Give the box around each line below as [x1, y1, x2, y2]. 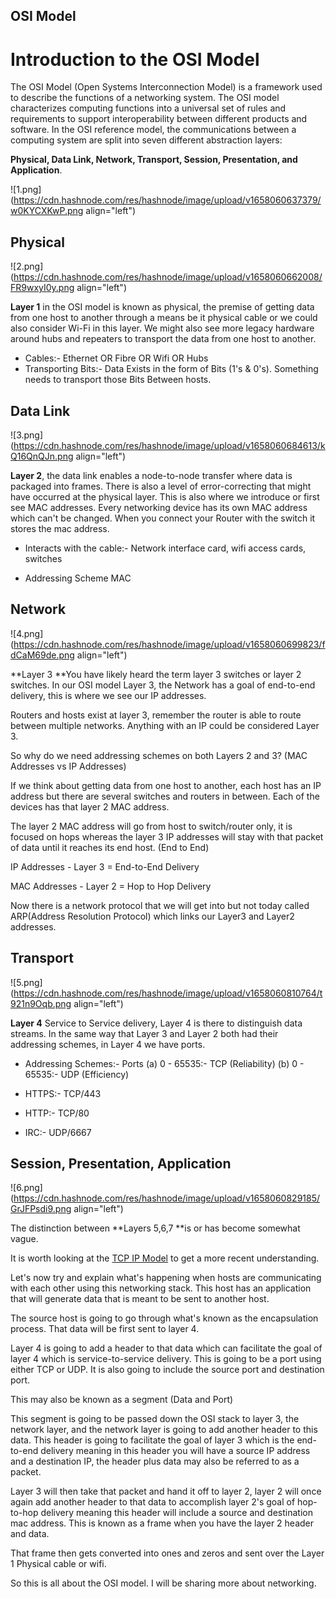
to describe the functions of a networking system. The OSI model [10, 92, 280, 104]
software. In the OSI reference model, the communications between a [10, 124, 297, 136]
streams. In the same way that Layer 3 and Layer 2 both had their [10, 1027, 279, 1039]
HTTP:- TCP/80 [24, 1107, 90, 1119]
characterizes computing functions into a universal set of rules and [10, 102, 287, 114]
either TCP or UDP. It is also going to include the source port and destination [10, 1364, 325, 1376]
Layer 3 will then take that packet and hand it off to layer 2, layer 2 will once [10, 1485, 322, 1498]
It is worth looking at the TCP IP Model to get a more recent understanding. [10, 1252, 320, 1264]
